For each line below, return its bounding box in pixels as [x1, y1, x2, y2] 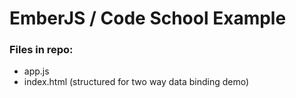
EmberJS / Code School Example [9, 7, 287, 30]
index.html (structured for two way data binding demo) [23, 76, 250, 88]
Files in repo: [9, 43, 74, 57]
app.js [23, 65, 50, 77]
